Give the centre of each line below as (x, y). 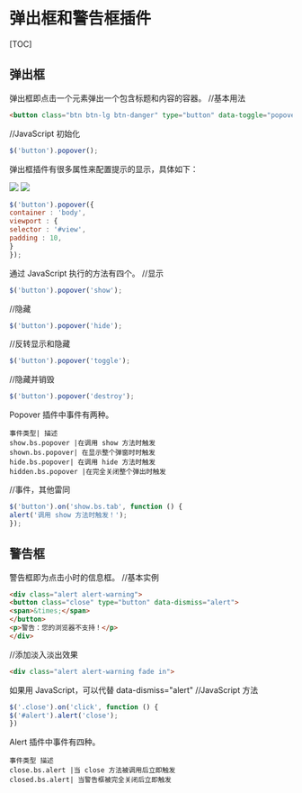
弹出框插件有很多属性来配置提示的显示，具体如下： (104, 169)
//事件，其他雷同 (40, 490)
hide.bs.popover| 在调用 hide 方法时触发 (82, 462)
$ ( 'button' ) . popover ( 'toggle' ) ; (70, 361)
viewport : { (34, 222)
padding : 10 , (36, 238)
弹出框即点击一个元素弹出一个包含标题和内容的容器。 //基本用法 (128, 98)
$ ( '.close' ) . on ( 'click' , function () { (84, 707)
